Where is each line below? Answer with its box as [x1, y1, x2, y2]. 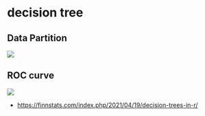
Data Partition [7, 32, 67, 44]
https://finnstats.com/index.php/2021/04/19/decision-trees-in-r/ [16, 101, 198, 109]
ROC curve [7, 70, 55, 82]
